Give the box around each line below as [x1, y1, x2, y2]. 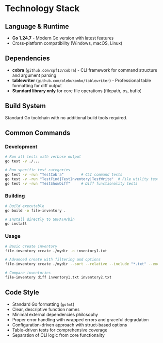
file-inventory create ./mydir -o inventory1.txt [5, 248, 108, 253]
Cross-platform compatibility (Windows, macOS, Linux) [12, 40, 123, 46]
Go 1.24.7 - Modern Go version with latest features [12, 35, 114, 41]
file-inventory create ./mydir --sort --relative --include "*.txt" [5, 261, 147, 267]
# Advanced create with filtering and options [5, 257, 101, 262]
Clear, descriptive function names [12, 306, 80, 312]
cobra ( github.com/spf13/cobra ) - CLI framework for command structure [12, 67, 158, 73]
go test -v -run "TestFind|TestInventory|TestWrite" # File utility [5, 177, 149, 181]
